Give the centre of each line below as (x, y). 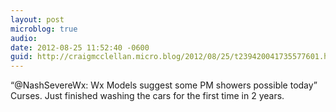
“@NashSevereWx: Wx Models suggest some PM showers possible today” (164, 85)
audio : (24, 38)
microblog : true (44, 29)
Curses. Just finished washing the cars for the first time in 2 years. (147, 96)
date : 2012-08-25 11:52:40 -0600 (80, 47)
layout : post (37, 19)
